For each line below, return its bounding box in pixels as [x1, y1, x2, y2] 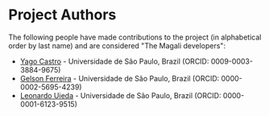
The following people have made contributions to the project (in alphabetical [8, 32, 262, 42]
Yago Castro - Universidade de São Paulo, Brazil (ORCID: [19, 56, 209, 66]
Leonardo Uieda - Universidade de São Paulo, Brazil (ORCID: [19, 90, 221, 100]
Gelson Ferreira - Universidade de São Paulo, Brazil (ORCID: [19, 73, 220, 83]
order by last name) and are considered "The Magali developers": [8, 40, 226, 50]
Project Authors [8, 6, 117, 24]
